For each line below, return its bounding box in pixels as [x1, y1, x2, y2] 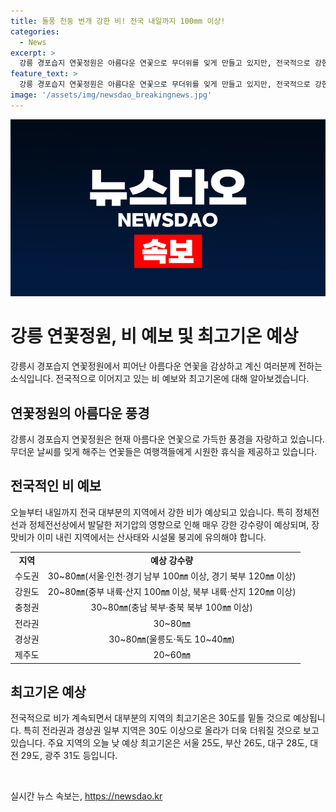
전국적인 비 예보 [10, 478, 102, 495]
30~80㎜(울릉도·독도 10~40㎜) [108, 633, 236, 645]
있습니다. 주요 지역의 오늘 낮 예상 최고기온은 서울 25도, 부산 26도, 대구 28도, [10, 737, 308, 749]
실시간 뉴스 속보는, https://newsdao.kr [10, 790, 163, 802]
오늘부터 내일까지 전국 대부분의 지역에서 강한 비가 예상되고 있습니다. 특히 [10, 506, 293, 518]
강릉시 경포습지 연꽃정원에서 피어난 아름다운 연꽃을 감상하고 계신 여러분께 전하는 [10, 360, 323, 372]
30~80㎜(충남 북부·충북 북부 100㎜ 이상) [90, 601, 253, 614]
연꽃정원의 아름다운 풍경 [10, 405, 150, 422]
